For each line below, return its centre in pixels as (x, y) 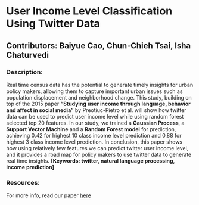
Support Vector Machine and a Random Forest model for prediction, (91, 129)
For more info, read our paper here (49, 195)
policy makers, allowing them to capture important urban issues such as (94, 91)
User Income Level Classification (89, 11)
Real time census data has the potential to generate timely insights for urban (100, 85)
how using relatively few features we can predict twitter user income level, (97, 148)
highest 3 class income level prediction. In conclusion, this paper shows (94, 142)
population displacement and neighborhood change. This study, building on (99, 97)
